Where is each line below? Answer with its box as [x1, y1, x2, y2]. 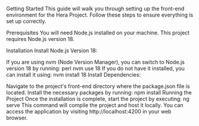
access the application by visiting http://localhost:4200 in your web [6, 108, 172, 115]
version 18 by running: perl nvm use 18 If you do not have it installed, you [6, 65, 185, 72]
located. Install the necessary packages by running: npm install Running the [6, 89, 192, 96]
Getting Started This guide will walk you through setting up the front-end [6, 5, 185, 12]
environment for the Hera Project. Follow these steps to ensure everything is [6, 11, 194, 18]
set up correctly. [6, 18, 46, 24]
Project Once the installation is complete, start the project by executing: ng [6, 95, 189, 102]
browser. [6, 114, 28, 121]
